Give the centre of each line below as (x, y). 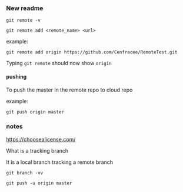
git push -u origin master (39, 183)
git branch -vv (25, 173)
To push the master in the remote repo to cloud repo (69, 90)
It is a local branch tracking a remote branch (60, 162)
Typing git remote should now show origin (59, 63)
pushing (16, 76)
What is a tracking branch (37, 150)
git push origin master (35, 112)
